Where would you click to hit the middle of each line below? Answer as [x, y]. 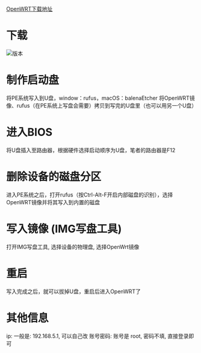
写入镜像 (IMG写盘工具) [64, 229]
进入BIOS [29, 132]
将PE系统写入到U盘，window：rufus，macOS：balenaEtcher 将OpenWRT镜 [100, 98]
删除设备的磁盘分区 [54, 176]
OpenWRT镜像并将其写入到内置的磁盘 [53, 202]
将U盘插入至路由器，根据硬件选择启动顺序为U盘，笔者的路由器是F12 [91, 150]
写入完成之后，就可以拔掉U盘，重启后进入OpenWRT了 [74, 291]
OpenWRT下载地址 [29, 9]
